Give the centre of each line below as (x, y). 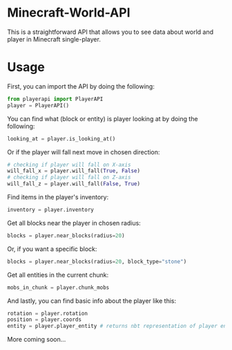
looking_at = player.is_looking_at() (61, 139)
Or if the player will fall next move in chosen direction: (84, 152)
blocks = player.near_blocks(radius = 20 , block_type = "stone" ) (97, 261)
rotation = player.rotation (48, 313)
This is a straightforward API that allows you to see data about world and (110, 32)
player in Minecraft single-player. (54, 39)
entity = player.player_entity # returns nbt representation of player (112, 326)
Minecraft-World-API (69, 13)
